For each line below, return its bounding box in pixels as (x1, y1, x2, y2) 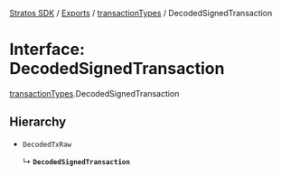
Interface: (9, 40, 86, 60)
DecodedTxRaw (22, 140, 72, 149)
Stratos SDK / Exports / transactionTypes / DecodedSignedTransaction (9, 8, 273, 18)
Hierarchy (9, 115, 67, 130)
